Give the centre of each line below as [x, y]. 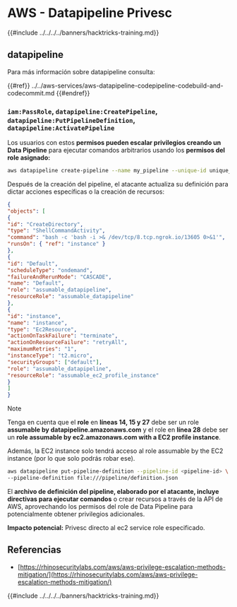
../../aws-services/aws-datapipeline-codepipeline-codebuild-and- [127, 86]
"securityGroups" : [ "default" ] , [55, 362]
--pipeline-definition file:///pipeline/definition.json [93, 478]
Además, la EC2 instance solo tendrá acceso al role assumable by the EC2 [115, 451]
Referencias [35, 550]
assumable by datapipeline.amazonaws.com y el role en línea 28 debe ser [118, 430]
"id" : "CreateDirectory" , [45, 224]
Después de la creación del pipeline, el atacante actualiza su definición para [118, 184]
